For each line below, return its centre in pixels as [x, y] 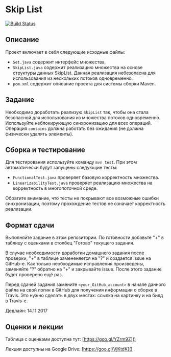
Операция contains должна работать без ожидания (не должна [75, 128]
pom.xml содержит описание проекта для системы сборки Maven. [84, 83]
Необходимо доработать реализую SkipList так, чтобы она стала [77, 112]
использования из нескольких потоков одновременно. [73, 78]
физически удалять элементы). [39, 133]
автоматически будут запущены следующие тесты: [62, 168]
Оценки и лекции [34, 327]
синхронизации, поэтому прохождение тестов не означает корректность [86, 204]
